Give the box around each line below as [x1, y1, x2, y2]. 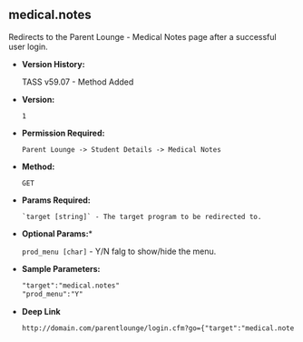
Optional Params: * [21, 227, 93, 239]
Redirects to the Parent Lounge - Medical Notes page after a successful [8, 31, 278, 42]
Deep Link [21, 306, 61, 317]
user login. [8, 41, 49, 52]
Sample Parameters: [21, 263, 101, 274]
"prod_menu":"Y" [21, 289, 83, 298]
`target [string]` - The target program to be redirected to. [21, 212, 262, 221]
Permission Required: [21, 127, 105, 138]
